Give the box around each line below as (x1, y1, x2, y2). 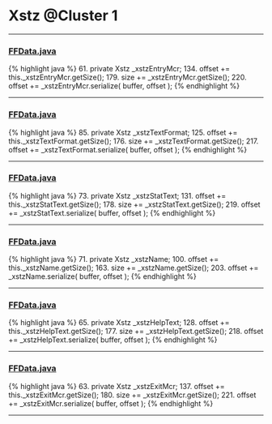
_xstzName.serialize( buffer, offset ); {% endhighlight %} (8, 272, 197, 281)
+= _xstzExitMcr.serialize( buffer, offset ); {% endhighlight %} (8, 398, 214, 408)
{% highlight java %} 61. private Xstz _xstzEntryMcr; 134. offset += (8, 64, 231, 74)
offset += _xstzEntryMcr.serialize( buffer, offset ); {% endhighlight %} (8, 81, 240, 91)
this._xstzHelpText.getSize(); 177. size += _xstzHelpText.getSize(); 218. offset (8, 327, 264, 336)
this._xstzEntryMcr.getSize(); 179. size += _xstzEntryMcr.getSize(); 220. (8, 72, 247, 83)
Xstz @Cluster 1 (8, 6, 118, 25)
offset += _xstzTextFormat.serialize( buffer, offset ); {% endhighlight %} (8, 144, 248, 154)
